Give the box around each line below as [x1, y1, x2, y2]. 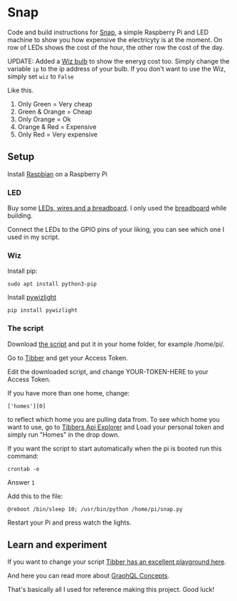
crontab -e [7, 465, 40, 473]
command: [7, 451, 39, 460]
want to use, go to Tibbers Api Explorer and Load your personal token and [7, 423, 224, 431]
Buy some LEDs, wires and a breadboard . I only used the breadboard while [7, 204, 227, 213]
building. [7, 211, 33, 220]
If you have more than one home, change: [7, 388, 130, 397]
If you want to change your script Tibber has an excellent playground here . [7, 557, 226, 566]
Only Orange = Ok [17, 115, 71, 123]
